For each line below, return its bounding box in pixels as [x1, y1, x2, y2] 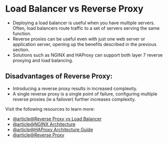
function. [12, 30, 32, 36]
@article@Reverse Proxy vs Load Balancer [12, 116, 102, 122]
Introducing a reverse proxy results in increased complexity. [12, 85, 138, 91]
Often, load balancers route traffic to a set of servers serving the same [12, 25, 160, 31]
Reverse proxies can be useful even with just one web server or [12, 36, 146, 42]
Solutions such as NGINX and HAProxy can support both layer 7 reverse [12, 52, 163, 58]
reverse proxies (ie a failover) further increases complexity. [12, 96, 136, 102]
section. [12, 46, 30, 53]
